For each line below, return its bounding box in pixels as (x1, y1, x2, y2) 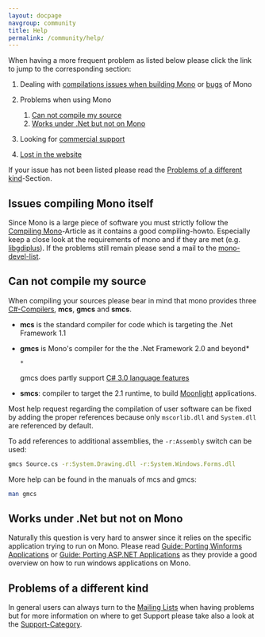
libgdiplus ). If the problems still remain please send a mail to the (8, 244, 217, 253)
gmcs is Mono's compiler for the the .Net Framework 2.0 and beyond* (19, 343, 250, 353)
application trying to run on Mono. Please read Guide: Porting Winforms (8, 541, 243, 551)
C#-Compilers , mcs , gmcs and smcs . (8, 304, 132, 314)
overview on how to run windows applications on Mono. (8, 558, 191, 568)
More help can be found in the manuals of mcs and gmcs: (8, 475, 197, 484)
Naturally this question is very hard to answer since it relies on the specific (8, 533, 252, 542)
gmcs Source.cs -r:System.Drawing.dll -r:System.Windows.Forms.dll (8, 459, 236, 468)
